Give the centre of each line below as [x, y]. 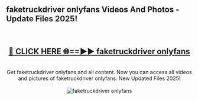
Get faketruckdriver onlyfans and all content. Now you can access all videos [99, 72]
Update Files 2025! [42, 19]
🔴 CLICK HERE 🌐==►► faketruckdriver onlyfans [99, 51]
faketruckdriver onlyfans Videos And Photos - [93, 10]
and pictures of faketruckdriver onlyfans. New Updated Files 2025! [99, 78]
